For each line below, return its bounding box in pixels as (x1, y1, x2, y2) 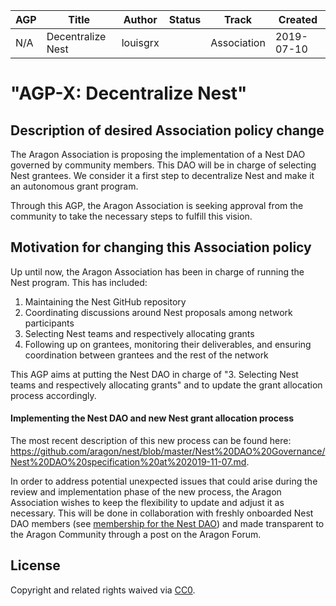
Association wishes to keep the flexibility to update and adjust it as (10, 497, 285, 509)
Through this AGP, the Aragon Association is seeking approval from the (10, 200, 304, 211)
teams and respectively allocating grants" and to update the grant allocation (10, 379, 323, 391)
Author (123, 13, 158, 26)
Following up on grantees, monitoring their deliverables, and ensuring (24, 338, 312, 350)
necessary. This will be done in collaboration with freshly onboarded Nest (10, 507, 314, 519)
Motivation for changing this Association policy (10, 239, 312, 256)
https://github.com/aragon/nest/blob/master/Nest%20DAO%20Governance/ (10, 445, 326, 458)
